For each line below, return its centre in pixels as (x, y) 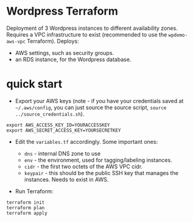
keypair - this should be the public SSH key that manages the (101, 173)
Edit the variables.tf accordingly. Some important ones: (86, 141)
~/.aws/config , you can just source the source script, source (91, 107)
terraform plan (26, 208)
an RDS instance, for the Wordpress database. (73, 59)
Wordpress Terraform (62, 11)
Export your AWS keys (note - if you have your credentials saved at (99, 101)
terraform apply (27, 213)
